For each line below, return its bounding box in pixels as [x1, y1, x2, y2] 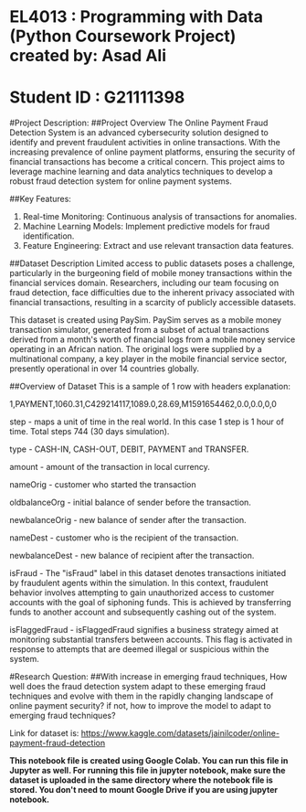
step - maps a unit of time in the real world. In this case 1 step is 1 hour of [9, 416, 285, 427]
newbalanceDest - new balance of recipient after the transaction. [9, 550, 255, 561]
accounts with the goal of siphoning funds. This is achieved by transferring [9, 597, 292, 608]
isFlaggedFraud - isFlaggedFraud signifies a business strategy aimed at [9, 625, 279, 636]
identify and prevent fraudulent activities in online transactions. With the [9, 137, 281, 148]
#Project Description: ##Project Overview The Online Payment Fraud [9, 117, 269, 129]
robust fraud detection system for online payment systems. [9, 176, 233, 187]
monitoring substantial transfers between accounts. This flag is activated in [9, 634, 293, 646]
